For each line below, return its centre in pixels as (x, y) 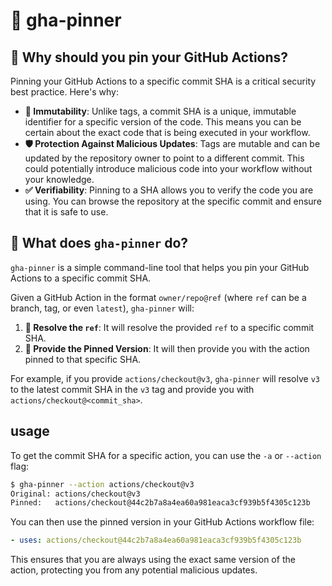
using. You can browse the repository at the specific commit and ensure (173, 201)
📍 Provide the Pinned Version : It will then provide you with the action (167, 348)
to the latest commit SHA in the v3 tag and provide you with (132, 389)
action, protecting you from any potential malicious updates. (134, 570)
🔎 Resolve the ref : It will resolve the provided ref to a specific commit (169, 327)
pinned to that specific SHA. (83, 359)
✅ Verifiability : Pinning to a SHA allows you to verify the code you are (169, 190)
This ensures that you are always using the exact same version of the (153, 560)
